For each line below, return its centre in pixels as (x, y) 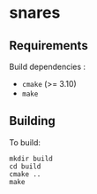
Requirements (48, 46)
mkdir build (31, 159)
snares (35, 13)
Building (32, 121)
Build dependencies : (48, 66)
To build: (25, 142)
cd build (25, 167)
